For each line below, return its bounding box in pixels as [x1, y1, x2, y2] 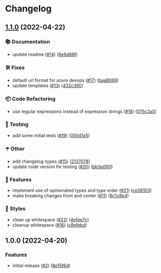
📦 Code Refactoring [5, 95, 56, 102]
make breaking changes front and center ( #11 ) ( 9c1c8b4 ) [12, 193, 129, 199]
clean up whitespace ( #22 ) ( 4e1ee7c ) [12, 217, 89, 223]
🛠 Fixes [5, 64, 25, 71]
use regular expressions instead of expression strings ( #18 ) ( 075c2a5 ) [12, 108, 157, 115]
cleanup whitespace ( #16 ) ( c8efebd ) [12, 222, 87, 228]
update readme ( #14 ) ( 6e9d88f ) [12, 51, 78, 57]
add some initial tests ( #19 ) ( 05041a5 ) [12, 132, 90, 138]
